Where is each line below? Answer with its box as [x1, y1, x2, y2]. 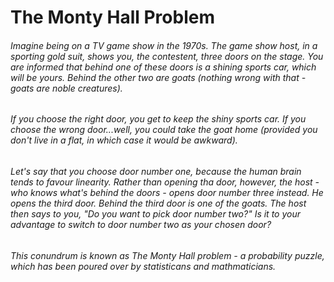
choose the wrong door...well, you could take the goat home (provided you [10, 124, 318, 136]
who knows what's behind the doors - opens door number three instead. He [10, 187, 324, 198]
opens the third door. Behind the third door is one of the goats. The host [10, 197, 307, 209]
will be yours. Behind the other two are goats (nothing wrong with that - [10, 71, 307, 83]
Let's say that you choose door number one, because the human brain [10, 166, 302, 177]
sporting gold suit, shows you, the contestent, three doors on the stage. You [10, 50, 324, 62]
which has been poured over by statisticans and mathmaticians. [10, 260, 277, 272]
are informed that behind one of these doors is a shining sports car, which [10, 61, 317, 73]
